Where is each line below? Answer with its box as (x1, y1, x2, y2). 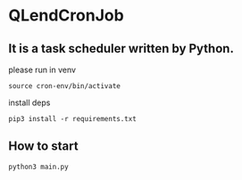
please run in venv (8, 64, 77, 75)
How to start (8, 139, 79, 154)
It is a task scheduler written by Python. (8, 41, 234, 56)
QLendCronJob (8, 5, 124, 26)
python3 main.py (8, 162, 69, 171)
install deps (8, 97, 51, 108)
